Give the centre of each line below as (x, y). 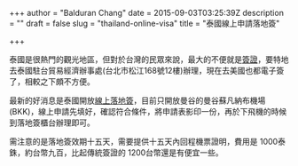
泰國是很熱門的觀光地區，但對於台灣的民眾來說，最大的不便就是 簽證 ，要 (141, 59)
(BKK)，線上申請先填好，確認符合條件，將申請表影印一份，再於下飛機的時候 (148, 111)
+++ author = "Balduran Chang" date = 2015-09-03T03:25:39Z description (146, 13)
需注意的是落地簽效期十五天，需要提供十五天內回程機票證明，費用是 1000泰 (148, 142)
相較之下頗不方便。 (59, 82)
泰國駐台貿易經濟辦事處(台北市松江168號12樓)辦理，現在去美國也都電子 (146, 71)
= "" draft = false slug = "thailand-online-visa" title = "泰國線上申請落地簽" (145, 23)
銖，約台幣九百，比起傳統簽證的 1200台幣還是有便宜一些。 (116, 153)
